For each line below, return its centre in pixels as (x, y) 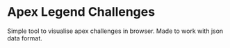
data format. (25, 38)
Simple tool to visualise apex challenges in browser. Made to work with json (115, 31)
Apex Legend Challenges (81, 12)
